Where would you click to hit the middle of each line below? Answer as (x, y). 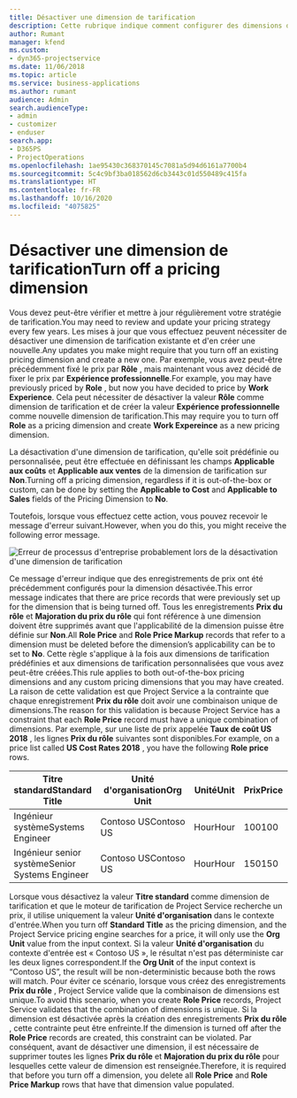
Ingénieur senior (48, 852)
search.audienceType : (49, 108)
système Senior (45, 864)
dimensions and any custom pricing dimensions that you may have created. (147, 681)
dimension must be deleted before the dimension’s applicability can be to (142, 644)
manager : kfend (37, 42)
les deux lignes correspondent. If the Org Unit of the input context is (133, 962)
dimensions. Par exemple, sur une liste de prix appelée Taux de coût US (141, 729)
